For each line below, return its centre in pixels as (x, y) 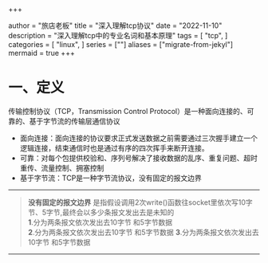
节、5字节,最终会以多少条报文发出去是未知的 (101, 212)
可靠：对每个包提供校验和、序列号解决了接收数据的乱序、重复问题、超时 (138, 158)
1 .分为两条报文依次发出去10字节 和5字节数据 (100, 222)
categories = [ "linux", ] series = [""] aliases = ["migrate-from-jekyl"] (121, 44)
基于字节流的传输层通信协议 (75, 121)
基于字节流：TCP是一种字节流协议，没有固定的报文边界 (110, 178)
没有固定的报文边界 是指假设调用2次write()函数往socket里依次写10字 (140, 202)
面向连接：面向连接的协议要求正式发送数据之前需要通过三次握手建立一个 (138, 138)
